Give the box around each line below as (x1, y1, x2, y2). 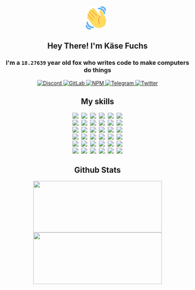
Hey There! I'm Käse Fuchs (47, 41, 148, 51)
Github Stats (74, 165, 121, 175)
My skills (80, 97, 115, 107)
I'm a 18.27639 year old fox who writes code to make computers (5, 59, 190, 67)
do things (83, 66, 112, 74)
